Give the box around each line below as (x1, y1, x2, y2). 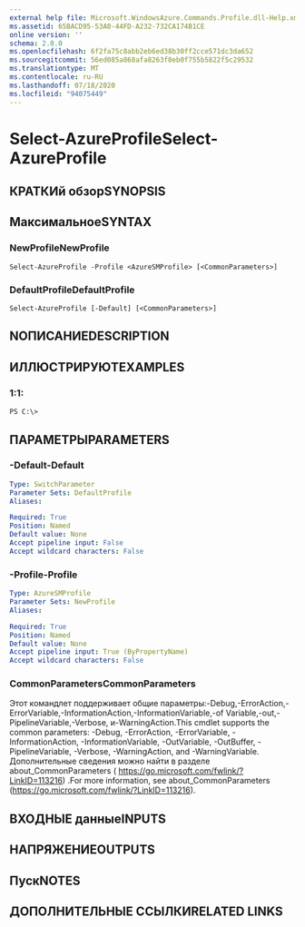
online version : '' (9, 30, 84, 39)
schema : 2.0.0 (9, 38, 64, 48)
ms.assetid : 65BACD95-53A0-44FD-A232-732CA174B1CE (9, 22, 205, 31)
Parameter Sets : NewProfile (9, 597, 116, 606)
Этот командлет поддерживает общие (9, 698, 159, 709)
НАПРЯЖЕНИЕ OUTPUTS (9, 842, 156, 858)
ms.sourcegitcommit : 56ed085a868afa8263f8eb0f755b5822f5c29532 (9, 55, 254, 64)
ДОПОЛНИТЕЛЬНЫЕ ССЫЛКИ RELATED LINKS (9, 903, 283, 919)
